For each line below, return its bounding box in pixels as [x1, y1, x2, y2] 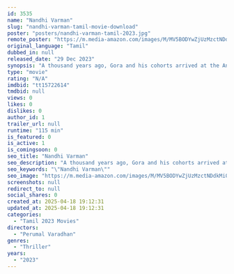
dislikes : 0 [7, 107, 42, 114]
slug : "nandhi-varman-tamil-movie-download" [7, 23, 139, 30]
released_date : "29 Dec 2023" [7, 56, 95, 63]
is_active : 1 [7, 140, 45, 147]
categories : [7, 211, 42, 218]
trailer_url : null [7, 120, 61, 128]
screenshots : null [7, 178, 61, 185]
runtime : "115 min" [7, 127, 64, 134]
